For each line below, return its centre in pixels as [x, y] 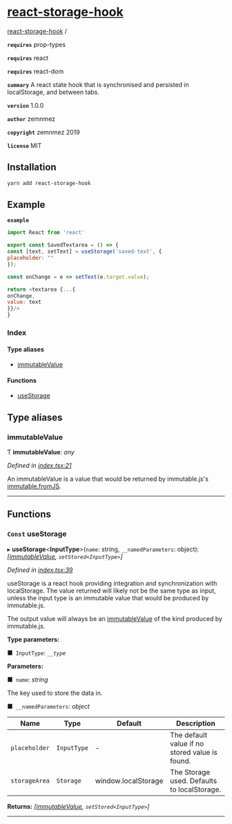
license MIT [25, 145]
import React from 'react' [46, 233]
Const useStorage [37, 534]
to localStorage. [196, 789]
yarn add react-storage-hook [49, 183]
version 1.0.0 [26, 105]
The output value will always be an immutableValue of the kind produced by [115, 618]
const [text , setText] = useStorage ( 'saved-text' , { [85, 252]
